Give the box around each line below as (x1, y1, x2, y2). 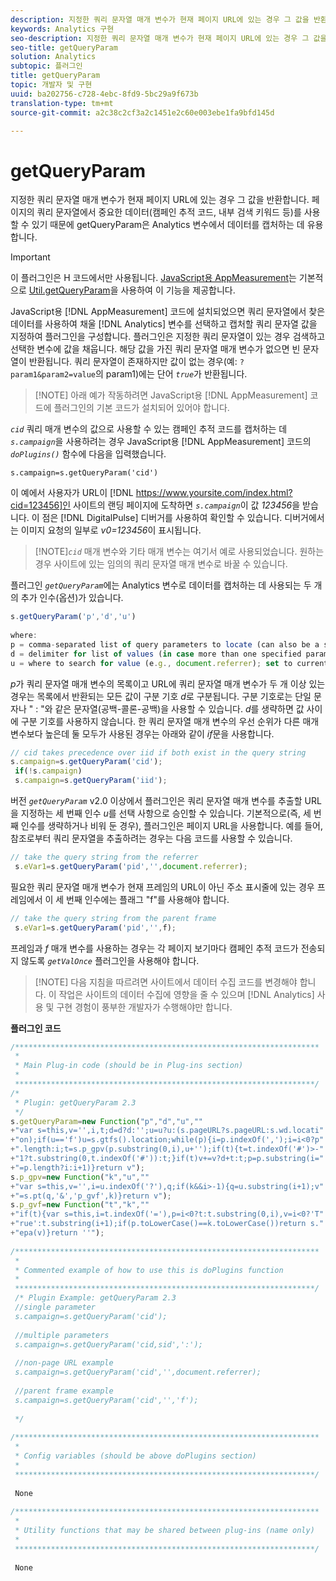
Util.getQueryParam (28, 284, 111, 296)
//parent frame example (14, 1386, 114, 1396)
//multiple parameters (14, 1330, 110, 1340)
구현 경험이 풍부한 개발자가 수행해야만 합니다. (56, 1001, 233, 1013)
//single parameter (14, 1302, 97, 1313)
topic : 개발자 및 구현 (10, 80, 93, 90)
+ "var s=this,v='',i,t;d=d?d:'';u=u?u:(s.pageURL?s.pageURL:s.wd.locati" (10, 1126, 325, 1136)
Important (10, 251, 51, 263)
